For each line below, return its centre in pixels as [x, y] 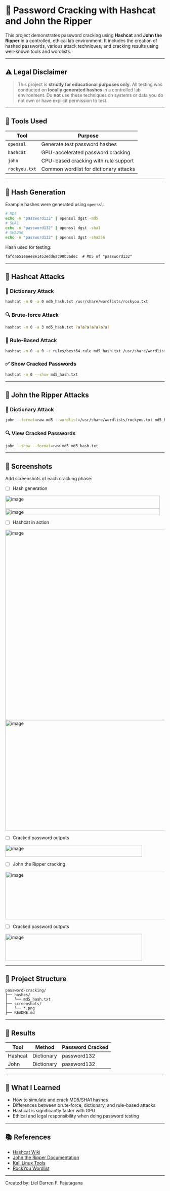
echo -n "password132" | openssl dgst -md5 [52, 219]
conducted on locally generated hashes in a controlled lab [79, 90]
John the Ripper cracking [39, 864]
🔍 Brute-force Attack [32, 315]
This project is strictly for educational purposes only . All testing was [90, 84]
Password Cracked [85, 1047]
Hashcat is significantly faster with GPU [54, 1111]
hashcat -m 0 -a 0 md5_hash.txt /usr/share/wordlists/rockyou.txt [77, 302]
